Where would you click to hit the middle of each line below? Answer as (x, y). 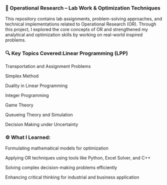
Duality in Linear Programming (36, 85)
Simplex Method (22, 76)
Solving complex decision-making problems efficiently (61, 167)
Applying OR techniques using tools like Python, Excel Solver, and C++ (78, 157)
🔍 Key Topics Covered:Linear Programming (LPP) (67, 53)
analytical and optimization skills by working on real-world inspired (74, 35)
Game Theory (19, 105)
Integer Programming (27, 95)
